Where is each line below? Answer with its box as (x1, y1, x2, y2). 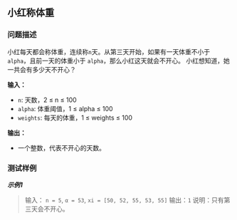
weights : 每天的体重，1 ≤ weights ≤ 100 (17, 113, 133, 122)
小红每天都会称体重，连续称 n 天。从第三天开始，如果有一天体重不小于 (7, 47, 211, 56)
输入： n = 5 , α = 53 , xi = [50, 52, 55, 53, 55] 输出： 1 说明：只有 (24, 195, 224, 204)
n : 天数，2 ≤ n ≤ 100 (17, 95, 77, 104)
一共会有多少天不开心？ (7, 65, 76, 73)
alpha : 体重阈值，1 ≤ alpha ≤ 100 (17, 104, 113, 112)
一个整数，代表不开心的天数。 (17, 143, 105, 152)
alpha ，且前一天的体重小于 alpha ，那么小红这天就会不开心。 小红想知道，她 (7, 56, 230, 65)
